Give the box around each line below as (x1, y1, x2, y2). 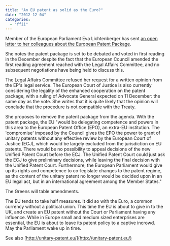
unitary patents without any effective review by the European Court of (5, 135, 151, 141)
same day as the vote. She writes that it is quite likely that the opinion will (5, 99, 158, 105)
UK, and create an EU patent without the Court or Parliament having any (5, 209, 156, 215)
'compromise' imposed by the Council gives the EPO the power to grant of (5, 130, 161, 136)
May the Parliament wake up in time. (5, 225, 81, 231)
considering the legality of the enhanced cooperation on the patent (5, 87, 146, 94)
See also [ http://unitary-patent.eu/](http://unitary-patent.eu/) (5, 235, 132, 241)
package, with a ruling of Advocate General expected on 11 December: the (5, 93, 161, 99)
